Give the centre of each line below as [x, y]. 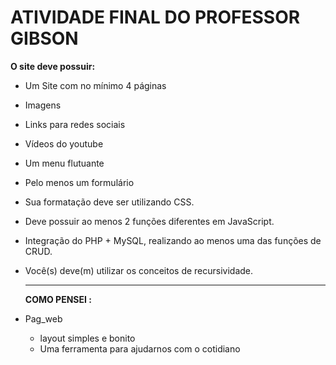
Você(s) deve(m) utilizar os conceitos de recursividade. [139, 270]
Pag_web [43, 318]
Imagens [43, 105]
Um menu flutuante [64, 163]
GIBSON [44, 38]
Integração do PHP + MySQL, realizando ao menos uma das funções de [173, 240]
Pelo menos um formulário [79, 182]
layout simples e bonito [87, 338]
